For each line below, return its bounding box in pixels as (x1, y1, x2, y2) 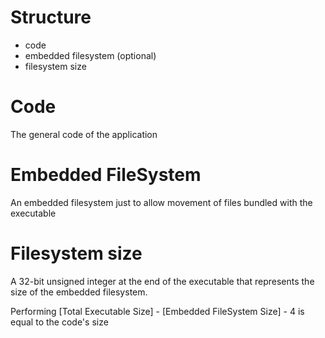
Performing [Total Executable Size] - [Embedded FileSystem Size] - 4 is (10, 305, 305, 317)
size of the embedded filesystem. (10, 286, 148, 298)
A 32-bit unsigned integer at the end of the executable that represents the (10, 275, 315, 287)
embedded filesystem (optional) (24, 49, 157, 61)
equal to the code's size (10, 316, 109, 328)
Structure (10, 6, 92, 29)
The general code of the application (10, 128, 158, 140)
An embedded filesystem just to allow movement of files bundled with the (10, 196, 313, 208)
